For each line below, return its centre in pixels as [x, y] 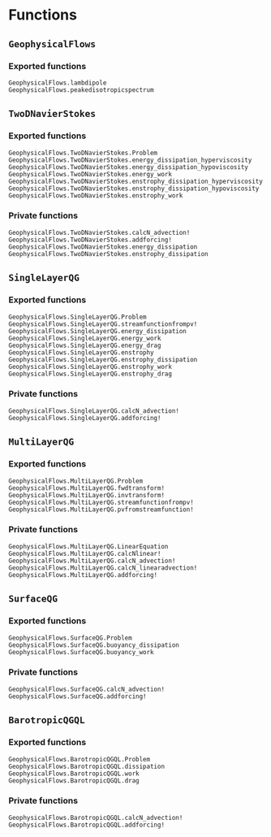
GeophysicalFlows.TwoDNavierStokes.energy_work [90, 174]
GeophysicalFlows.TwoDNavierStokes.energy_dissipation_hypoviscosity [129, 167]
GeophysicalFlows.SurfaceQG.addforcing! [78, 696]
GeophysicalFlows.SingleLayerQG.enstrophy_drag [90, 374]
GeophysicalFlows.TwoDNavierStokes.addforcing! [90, 240]
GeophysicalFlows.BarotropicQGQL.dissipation [86, 766]
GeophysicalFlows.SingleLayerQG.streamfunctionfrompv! [103, 324]
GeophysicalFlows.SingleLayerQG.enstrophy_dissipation [103, 359]
